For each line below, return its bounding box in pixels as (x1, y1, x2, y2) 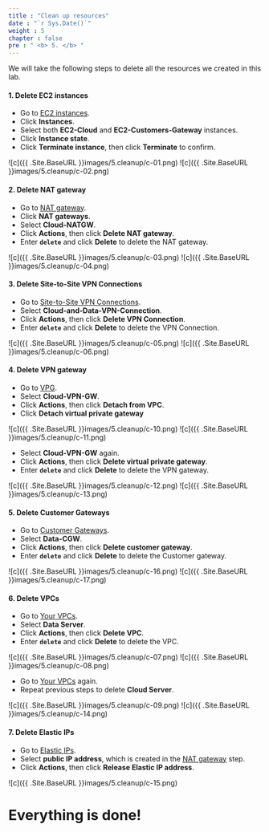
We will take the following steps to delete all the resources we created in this (8, 63, 262, 73)
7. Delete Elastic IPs (8, 727, 75, 737)
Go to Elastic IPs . (19, 745, 76, 755)
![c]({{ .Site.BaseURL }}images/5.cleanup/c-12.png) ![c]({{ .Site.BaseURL (8, 481, 249, 490)
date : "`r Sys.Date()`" (8, 19, 92, 27)
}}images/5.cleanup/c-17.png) (8, 575, 107, 585)
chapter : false (8, 34, 63, 43)
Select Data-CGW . (19, 534, 83, 544)
